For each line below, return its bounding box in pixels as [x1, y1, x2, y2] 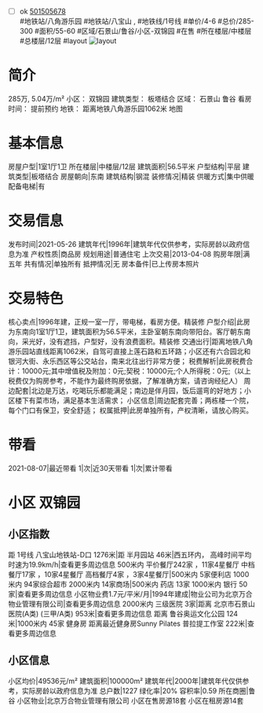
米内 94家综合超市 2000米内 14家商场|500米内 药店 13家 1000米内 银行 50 [8, 579, 248, 589]
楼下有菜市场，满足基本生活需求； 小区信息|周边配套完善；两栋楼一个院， [14, 395, 254, 405]
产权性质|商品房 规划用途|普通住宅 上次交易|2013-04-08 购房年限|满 [30, 249, 250, 259]
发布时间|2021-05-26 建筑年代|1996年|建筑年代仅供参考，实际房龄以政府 [8, 239, 243, 248]
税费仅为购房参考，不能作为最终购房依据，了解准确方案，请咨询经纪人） [8, 376, 242, 385]
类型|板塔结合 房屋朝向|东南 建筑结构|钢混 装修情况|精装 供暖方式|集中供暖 [14, 171, 255, 181]
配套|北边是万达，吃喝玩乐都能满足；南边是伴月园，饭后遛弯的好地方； [14, 385, 245, 395]
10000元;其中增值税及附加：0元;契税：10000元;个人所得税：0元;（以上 [21, 366, 251, 376]
